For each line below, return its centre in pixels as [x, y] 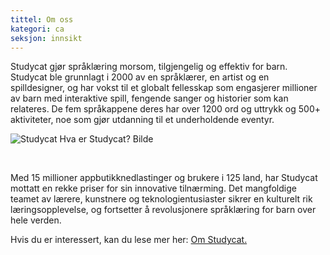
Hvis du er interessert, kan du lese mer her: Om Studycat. [129, 240]
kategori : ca [37, 29]
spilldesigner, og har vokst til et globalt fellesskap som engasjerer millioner [164, 88]
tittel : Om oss [42, 19]
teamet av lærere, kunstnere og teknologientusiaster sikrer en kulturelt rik [161, 199]
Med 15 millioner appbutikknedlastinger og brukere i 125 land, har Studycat [164, 178]
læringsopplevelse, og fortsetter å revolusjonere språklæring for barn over [163, 210]
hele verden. [36, 220]
